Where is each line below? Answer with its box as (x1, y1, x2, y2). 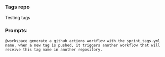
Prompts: (5, 27, 28, 34)
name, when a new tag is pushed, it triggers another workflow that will (5, 43, 161, 48)
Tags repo (5, 3, 30, 10)
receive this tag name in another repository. (5, 47, 103, 52)
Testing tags (5, 15, 31, 21)
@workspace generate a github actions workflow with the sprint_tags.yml (5, 38, 161, 43)
